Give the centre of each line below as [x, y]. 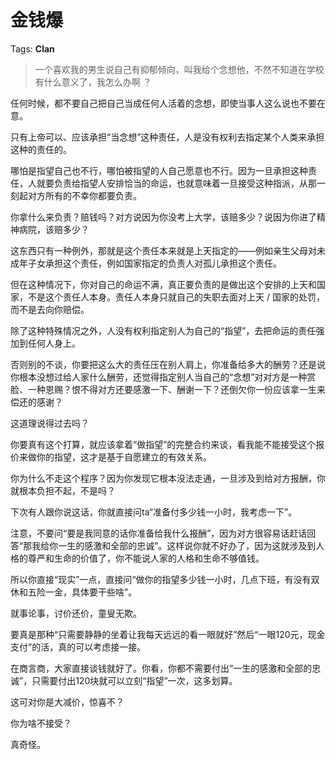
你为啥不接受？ [41, 723]
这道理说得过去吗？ [50, 423]
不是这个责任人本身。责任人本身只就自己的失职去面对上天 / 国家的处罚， [176, 297]
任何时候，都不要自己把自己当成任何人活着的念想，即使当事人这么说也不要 [163, 103]
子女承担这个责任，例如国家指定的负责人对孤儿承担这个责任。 [154, 263]
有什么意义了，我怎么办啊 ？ [93, 82]
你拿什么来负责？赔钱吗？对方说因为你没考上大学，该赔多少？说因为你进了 [163, 217]
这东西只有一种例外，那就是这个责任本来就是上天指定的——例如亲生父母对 [163, 250]
